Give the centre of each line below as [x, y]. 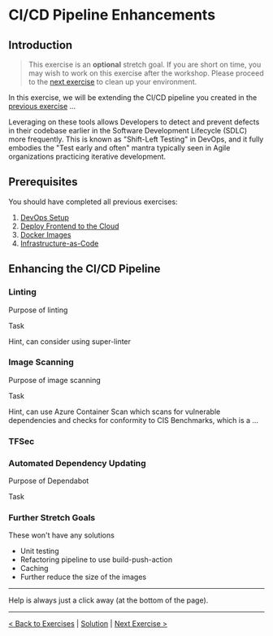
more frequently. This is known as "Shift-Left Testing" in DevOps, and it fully [136, 139]
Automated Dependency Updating [77, 463]
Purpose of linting [38, 310]
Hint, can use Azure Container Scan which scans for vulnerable [115, 412]
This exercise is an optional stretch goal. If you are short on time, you [145, 64]
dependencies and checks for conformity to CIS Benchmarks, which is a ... [133, 420]
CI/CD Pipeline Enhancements [112, 15]
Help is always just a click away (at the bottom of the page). [108, 600]
